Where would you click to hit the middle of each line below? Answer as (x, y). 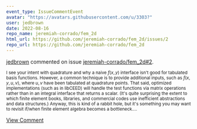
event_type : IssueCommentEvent (45, 12)
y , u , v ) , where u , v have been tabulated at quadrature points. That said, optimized (89, 83)
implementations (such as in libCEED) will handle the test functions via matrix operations (96, 88)
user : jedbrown (25, 23)
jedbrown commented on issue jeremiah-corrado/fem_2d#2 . (80, 62)
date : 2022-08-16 (28, 28)
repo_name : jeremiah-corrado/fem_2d (51, 34)
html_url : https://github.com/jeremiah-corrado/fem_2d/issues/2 (87, 39)
